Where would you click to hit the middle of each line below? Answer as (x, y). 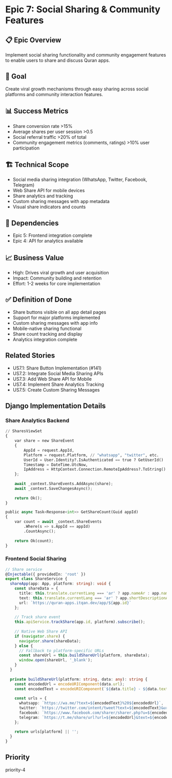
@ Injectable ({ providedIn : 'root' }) (46, 574)
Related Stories (30, 356)
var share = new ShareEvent (44, 441)
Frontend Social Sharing (36, 559)
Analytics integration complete (45, 339)
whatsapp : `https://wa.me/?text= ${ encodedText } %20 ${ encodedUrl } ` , (91, 703)
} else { (24, 646)
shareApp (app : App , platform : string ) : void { (60, 584)
